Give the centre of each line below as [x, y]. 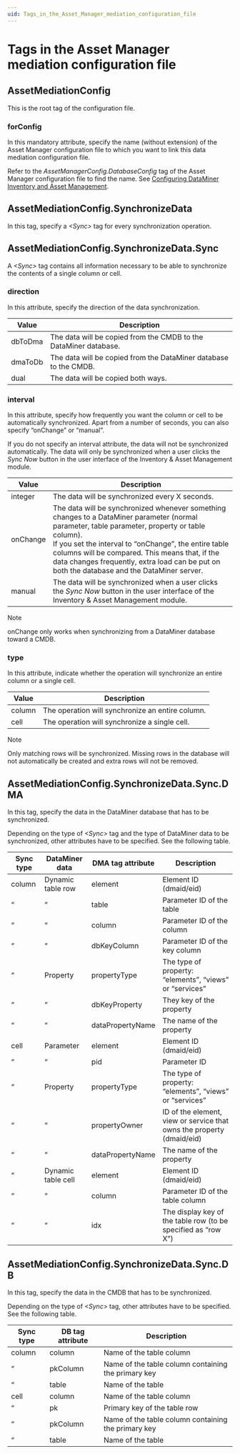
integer [23, 497]
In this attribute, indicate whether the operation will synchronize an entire [115, 673]
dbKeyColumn [115, 946]
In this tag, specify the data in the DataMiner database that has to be [108, 812]
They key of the [189, 1000]
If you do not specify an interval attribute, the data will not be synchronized [118, 444]
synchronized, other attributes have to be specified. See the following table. [119, 841]
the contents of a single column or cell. [65, 273]
